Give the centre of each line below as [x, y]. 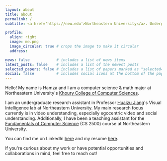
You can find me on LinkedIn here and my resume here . [62, 139]
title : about [19, 14]
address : [19, 51]
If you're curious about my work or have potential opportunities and [74, 148]
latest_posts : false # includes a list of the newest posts [72, 64]
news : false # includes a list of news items [65, 60]
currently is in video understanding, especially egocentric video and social [81, 113]
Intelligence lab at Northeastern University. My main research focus [74, 108]
